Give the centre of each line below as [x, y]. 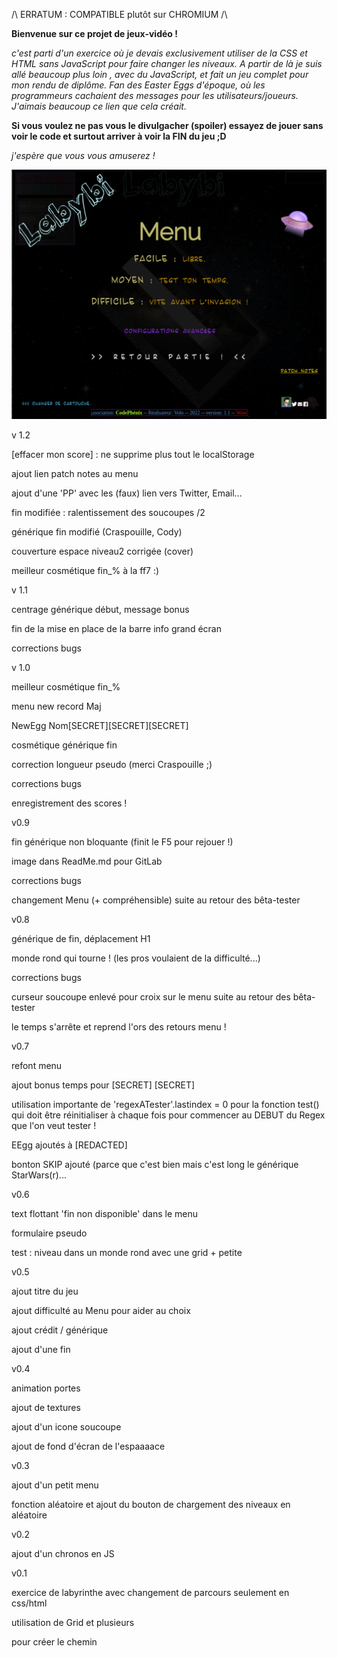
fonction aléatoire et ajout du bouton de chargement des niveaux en [151, 1504]
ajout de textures [46, 1407]
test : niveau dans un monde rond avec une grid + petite [127, 1252]
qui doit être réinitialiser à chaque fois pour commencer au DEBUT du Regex [168, 1115]
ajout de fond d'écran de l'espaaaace [88, 1446]
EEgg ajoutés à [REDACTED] [69, 1145]
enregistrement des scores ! [69, 803]
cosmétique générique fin [64, 745]
